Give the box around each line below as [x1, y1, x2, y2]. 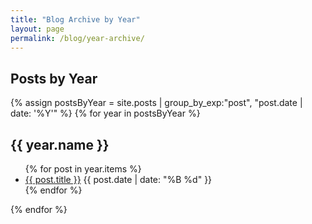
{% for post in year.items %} [24, 163, 142, 175]
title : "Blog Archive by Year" [10, 14, 141, 25]
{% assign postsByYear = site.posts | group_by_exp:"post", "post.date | [10, 97, 303, 109]
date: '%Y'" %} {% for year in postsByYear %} [10, 107, 201, 120]
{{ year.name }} [10, 136, 110, 153]
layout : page [10, 24, 65, 34]
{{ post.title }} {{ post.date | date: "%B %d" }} [24, 174, 213, 185]
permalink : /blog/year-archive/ [10, 33, 145, 43]
